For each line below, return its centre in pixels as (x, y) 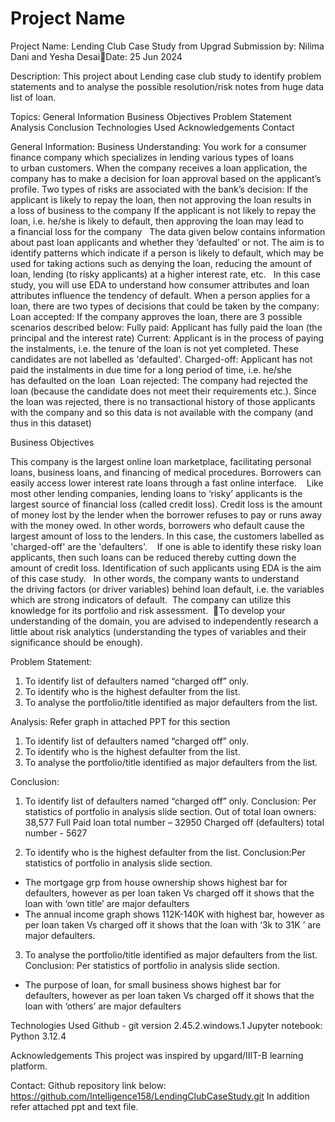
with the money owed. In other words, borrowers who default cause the (157, 525)
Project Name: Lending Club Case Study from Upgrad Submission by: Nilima (167, 46)
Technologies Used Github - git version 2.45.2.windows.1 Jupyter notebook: (166, 1025)
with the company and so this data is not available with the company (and (161, 412)
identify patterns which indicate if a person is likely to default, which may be (167, 253)
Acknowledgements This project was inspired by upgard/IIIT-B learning (157, 1055)
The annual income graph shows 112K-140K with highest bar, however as (174, 914)
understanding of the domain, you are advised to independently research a (164, 621)
